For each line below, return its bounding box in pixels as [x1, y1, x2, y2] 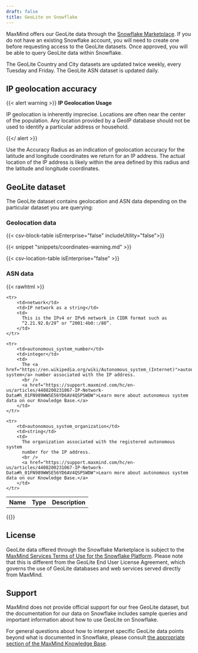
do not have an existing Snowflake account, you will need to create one [6, 37, 180, 44]
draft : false [6, 8, 38, 15]
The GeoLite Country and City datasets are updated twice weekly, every [6, 60, 181, 68]
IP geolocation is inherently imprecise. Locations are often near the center [6, 111, 186, 118]
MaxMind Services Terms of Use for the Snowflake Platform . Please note [6, 552, 183, 559]
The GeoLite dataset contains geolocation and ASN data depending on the [6, 198, 187, 205]
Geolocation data [6, 219, 57, 227]
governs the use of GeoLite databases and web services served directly [6, 565, 181, 572]
